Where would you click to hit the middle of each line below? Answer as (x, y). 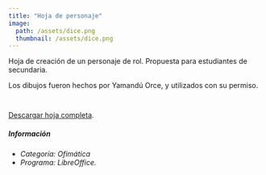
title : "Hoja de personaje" (56, 16)
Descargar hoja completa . (51, 115)
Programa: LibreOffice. (58, 163)
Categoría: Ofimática (55, 154)
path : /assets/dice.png (55, 31)
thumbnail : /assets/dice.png (64, 38)
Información (29, 133)
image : (19, 23)
